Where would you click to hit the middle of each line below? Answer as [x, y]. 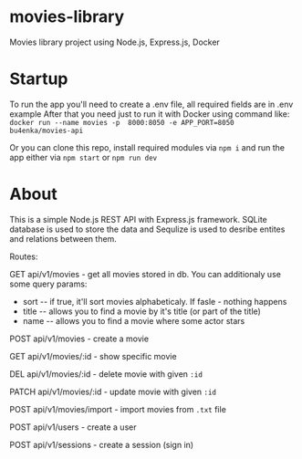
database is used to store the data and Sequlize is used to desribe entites [147, 229]
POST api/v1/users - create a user [73, 427]
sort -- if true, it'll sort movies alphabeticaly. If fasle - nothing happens [155, 301]
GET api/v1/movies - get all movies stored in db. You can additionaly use [145, 274]
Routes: [24, 256]
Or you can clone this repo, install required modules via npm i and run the [147, 147]
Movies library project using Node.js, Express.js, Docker [115, 42]
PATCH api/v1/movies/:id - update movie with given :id [113, 391]
